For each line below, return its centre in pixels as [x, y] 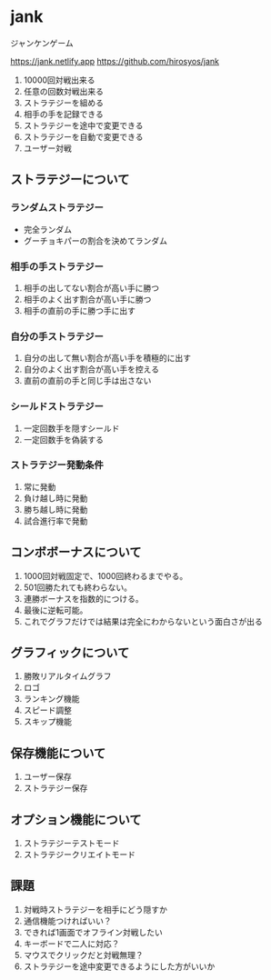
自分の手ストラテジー [57, 336]
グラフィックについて [70, 653]
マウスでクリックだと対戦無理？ [83, 955]
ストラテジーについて [70, 180]
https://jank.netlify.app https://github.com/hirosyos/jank [115, 61]
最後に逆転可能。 [55, 610]
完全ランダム [47, 229]
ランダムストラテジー [57, 208]
